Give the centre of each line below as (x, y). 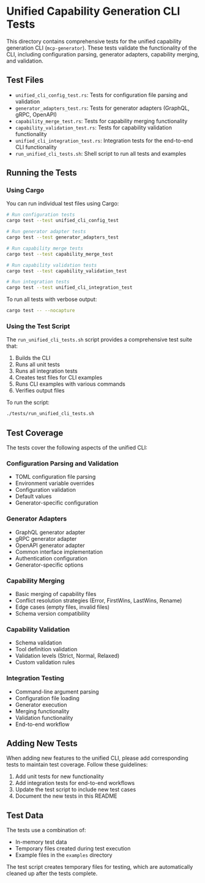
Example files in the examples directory (64, 855)
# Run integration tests (38, 282)
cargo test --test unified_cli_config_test (63, 221)
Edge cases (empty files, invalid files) (62, 607)
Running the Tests (42, 173)
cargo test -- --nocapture (41, 311)
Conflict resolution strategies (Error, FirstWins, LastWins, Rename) (99, 600)
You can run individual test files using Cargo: (63, 204)
